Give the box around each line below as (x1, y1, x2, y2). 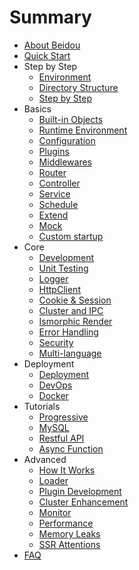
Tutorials (23, 400, 61, 412)
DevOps (38, 379, 73, 391)
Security (38, 336, 74, 348)
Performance (38, 517, 94, 529)
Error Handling (38, 326, 99, 338)
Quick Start (23, 49, 71, 61)
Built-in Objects (38, 113, 104, 125)
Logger (38, 272, 69, 285)
